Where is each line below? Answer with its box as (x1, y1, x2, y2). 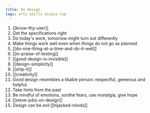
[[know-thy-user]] (12, 25, 49, 31)
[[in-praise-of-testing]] (12, 50, 59, 56)
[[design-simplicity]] (12, 61, 54, 67)
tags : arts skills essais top (5, 12, 67, 16)
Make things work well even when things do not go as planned (12, 40, 137, 46)
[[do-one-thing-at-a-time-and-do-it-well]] (12, 46, 97, 51)
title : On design (5, 7, 41, 12)
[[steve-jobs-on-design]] (12, 97, 62, 103)
